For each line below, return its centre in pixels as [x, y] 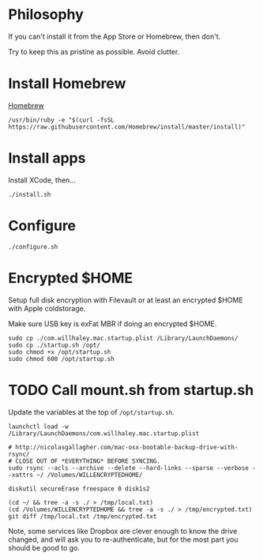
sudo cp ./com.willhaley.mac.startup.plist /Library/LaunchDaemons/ [123, 338]
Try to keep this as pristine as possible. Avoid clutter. [94, 51]
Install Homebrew [67, 84]
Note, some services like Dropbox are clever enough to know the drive [123, 531]
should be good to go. [44, 547]
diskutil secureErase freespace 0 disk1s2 [79, 489]
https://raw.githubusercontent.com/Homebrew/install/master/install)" [127, 127]
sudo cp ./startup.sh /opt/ [54, 345]
